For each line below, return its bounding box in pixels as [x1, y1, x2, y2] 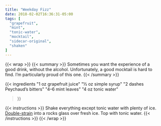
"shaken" [9, 43, 27, 48]
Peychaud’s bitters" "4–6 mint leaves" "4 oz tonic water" [5, 86, 118, 92]
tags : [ [5, 16, 21, 21]
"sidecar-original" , [9, 39, 51, 44]
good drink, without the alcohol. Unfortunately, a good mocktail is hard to [5, 66, 153, 72]
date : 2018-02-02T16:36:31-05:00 [5, 12, 73, 17]
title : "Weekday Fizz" [5, 7, 51, 12]
